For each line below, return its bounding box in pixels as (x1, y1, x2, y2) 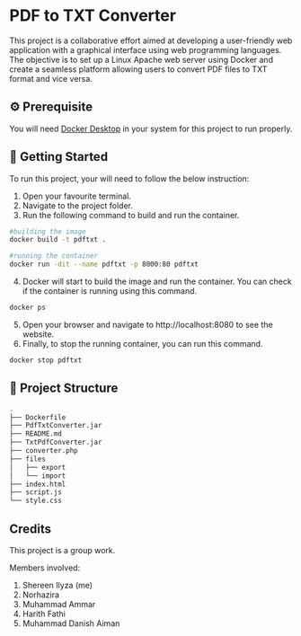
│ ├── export (9, 463, 66, 472)
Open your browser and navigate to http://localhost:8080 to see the (22, 319, 273, 330)
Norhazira (22, 589, 60, 600)
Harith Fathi (22, 608, 66, 619)
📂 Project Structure (9, 381, 119, 396)
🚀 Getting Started (9, 149, 109, 164)
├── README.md (9, 429, 63, 438)
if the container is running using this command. (22, 286, 198, 296)
